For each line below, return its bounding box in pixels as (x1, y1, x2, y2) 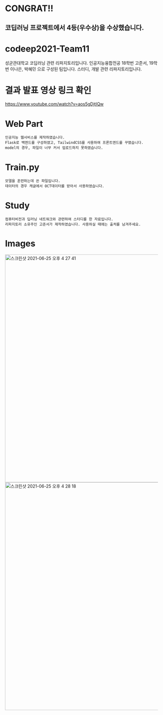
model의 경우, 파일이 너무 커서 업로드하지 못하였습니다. (5, 145, 103, 151)
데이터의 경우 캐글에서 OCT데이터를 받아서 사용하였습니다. (5, 184, 104, 189)
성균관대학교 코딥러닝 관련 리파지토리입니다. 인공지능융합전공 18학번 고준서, (5, 60, 148, 66)
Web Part (5, 118, 43, 129)
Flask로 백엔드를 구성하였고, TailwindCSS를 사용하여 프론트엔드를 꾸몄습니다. (5, 140, 144, 145)
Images (5, 238, 35, 249)
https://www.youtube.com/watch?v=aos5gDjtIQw (5, 101, 104, 107)
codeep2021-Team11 (5, 43, 90, 54)
